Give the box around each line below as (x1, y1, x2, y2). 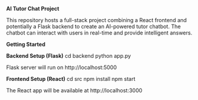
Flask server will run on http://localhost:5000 (6, 64, 117, 71)
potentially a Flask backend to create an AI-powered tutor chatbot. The (6, 23, 181, 30)
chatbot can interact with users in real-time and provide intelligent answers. (6, 29, 193, 36)
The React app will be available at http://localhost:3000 (6, 87, 142, 94)
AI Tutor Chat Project (6, 5, 60, 12)
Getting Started (6, 41, 46, 48)
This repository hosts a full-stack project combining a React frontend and (6, 17, 187, 23)
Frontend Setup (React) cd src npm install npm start (6, 76, 136, 82)
